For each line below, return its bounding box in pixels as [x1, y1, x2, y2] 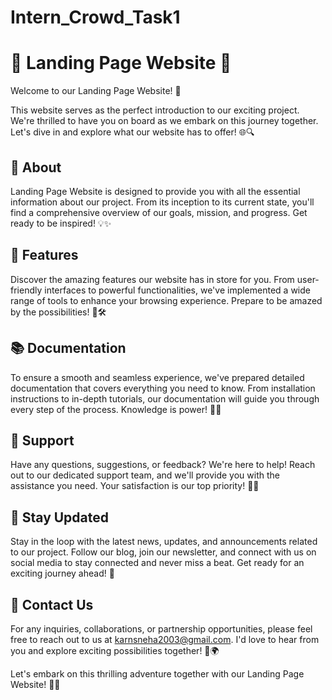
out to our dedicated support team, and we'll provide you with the [10, 469, 280, 481]
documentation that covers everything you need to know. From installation [10, 382, 316, 394]
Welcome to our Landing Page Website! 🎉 [10, 85, 182, 97]
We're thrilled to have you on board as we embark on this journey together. [10, 115, 319, 127]
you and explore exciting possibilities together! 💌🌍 [10, 645, 220, 656]
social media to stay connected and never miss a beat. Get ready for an [10, 557, 305, 569]
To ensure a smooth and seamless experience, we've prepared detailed [10, 371, 305, 383]
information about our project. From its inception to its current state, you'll [10, 196, 315, 208]
